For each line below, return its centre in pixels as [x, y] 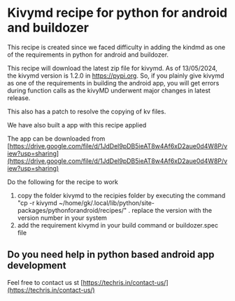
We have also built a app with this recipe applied [77, 125]
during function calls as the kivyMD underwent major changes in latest [109, 90]
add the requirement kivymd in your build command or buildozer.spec [118, 225]
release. [19, 98]
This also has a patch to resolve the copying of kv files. [87, 111]
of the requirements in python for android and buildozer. [88, 55]
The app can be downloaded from [56, 139]
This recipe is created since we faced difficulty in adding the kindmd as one [116, 47]
